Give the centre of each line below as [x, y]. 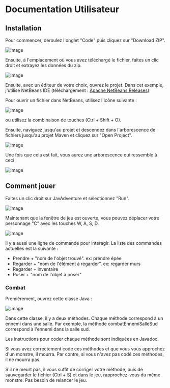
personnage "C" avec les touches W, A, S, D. [52, 223]
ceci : [11, 160]
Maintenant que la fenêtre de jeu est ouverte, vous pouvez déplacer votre [82, 218]
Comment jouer [31, 186]
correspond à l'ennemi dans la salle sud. [48, 329]
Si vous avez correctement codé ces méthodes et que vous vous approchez [85, 349]
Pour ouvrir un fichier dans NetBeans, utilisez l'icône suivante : [71, 100]
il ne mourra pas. [23, 360]
